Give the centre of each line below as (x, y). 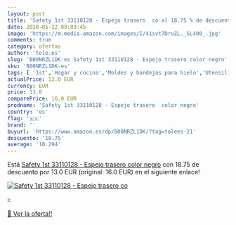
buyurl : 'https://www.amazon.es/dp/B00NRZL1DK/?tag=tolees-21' (102, 131)
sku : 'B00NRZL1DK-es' (39, 66)
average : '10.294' (34, 145)
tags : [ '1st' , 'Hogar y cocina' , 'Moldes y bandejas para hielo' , (105, 72)
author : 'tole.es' (34, 53)
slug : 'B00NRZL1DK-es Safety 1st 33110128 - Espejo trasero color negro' (118, 60)
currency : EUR (28, 86)
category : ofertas (34, 46)
